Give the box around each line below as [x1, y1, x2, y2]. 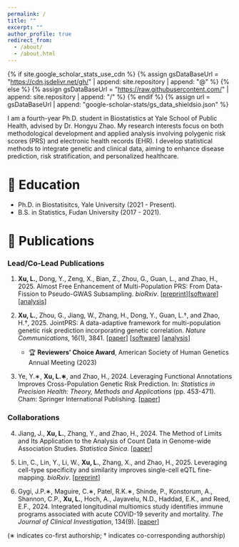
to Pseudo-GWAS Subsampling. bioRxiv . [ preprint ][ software [40, 290, 216, 298]
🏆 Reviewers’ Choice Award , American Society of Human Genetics [28, 348, 230, 357]
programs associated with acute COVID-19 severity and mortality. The [17, 509, 223, 518]
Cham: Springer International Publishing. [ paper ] [17, 395, 161, 404]
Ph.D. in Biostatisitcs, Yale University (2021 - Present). [17, 200, 177, 209]
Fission [17, 290, 39, 298]
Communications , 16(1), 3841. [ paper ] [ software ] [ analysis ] [17, 334, 190, 342]
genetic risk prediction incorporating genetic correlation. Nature [17, 326, 206, 335]
